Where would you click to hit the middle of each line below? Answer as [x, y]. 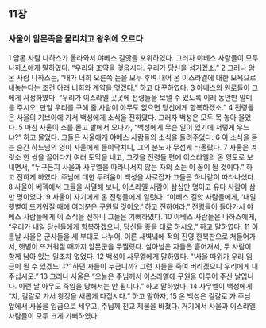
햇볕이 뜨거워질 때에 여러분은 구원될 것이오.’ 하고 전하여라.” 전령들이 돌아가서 [127, 206]
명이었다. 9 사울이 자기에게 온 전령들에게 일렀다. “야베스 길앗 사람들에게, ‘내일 [136, 196]
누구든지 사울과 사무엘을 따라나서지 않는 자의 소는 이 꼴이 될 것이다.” [139, 167]
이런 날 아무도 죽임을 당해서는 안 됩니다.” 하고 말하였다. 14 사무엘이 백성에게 [135, 286]
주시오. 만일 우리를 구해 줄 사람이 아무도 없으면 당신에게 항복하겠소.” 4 [125, 107]
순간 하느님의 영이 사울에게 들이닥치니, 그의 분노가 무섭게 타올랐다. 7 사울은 [133, 147]
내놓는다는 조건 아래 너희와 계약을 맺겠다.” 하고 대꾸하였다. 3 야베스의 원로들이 [129, 87]
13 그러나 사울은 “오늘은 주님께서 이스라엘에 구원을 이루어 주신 [136, 276]
